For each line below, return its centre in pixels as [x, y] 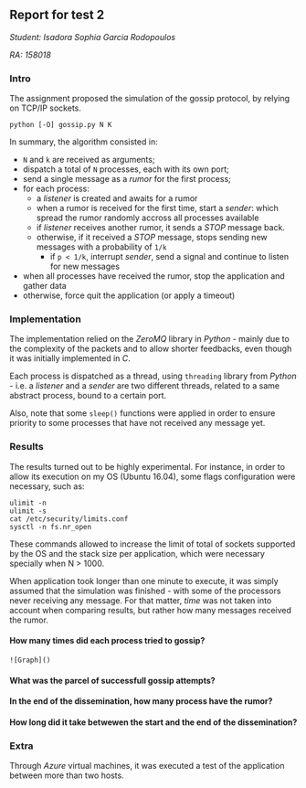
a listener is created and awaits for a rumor [117, 198]
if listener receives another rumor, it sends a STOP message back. [161, 228]
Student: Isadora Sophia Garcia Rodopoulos [93, 37]
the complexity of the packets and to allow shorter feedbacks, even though [151, 349]
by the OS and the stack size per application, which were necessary [137, 553]
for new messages [85, 266]
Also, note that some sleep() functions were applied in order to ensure [142, 413]
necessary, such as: [47, 486]
